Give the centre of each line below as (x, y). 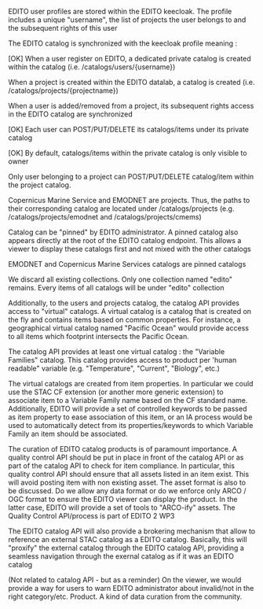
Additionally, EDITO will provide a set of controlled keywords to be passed (128, 409)
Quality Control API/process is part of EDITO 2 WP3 (91, 516)
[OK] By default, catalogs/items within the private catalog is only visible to (128, 153)
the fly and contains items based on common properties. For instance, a (124, 319)
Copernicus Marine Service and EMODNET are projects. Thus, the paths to (129, 200)
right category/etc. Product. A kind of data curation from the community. (125, 596)
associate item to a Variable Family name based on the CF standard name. (128, 400)
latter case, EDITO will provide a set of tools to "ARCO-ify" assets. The (122, 507)
